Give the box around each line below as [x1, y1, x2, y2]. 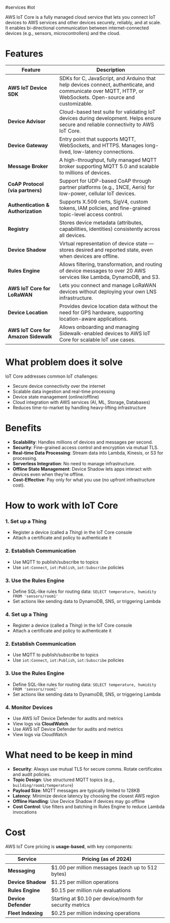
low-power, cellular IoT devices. [59, 190, 136, 197]
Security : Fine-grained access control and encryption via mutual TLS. [12, 444, 159, 450]
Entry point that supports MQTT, [59, 135, 136, 142]
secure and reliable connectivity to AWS [59, 121, 154, 128]
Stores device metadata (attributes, [59, 219, 143, 226]
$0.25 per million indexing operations [51, 909, 141, 916]
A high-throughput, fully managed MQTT [59, 156, 157, 164]
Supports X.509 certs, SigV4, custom [59, 198, 148, 205]
